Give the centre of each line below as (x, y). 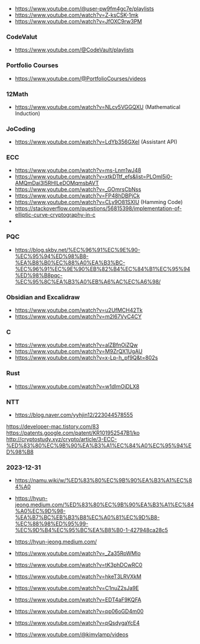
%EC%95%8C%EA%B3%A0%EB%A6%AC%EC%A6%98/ (88, 281)
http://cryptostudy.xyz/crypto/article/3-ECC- (62, 439)
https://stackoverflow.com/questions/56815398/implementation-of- (98, 208)
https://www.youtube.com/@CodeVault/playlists (74, 50)
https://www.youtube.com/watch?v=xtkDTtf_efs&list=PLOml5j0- (93, 177)
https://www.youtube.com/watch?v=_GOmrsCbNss (78, 189)
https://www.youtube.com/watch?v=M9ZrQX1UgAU (78, 351)
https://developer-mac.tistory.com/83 (53, 426)
